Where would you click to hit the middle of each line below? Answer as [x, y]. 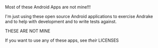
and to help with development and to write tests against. [61, 22]
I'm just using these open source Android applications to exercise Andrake [79, 16]
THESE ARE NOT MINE [28, 31]
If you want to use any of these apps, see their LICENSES [62, 40]
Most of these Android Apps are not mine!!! [48, 7]
